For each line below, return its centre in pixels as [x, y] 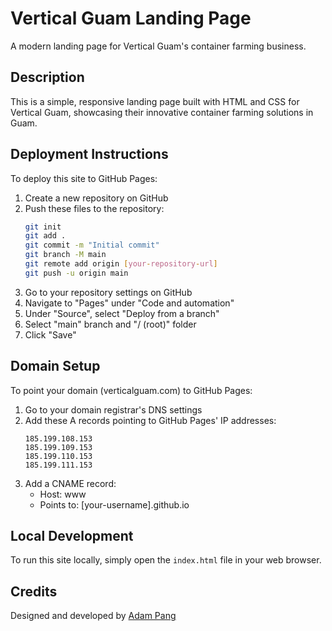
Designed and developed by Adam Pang [93, 616]
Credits [34, 591]
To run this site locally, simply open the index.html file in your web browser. [166, 560]
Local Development [72, 536]
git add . [45, 236]
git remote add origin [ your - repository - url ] [121, 264]
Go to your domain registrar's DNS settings [113, 409]
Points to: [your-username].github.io [114, 504]
